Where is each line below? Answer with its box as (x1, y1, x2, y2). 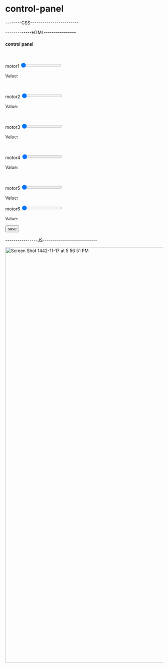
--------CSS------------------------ (5, 20, 79, 26)
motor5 (5, 185, 21, 191)
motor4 (5, 154, 21, 161)
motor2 (5, 94, 21, 100)
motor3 (5, 124, 21, 130)
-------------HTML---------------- (5, 29, 76, 35)
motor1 (5, 63, 20, 69)
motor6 (5, 206, 21, 212)
